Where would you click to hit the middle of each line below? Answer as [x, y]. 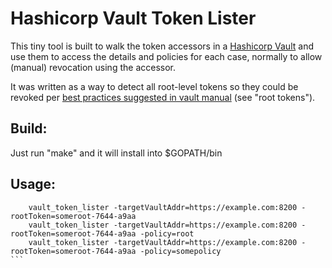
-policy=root [167, 233]
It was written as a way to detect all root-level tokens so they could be [154, 86]
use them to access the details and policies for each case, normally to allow [166, 56]
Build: [29, 128]
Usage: [33, 184]
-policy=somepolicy [180, 251]
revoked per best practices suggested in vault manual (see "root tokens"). [163, 97]
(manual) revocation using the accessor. [93, 67]
